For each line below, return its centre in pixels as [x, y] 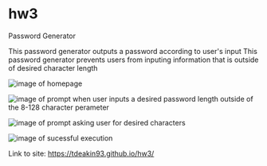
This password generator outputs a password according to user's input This [133, 51]
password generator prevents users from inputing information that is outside [133, 60]
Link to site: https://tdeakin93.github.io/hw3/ [81, 153]
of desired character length [53, 68]
